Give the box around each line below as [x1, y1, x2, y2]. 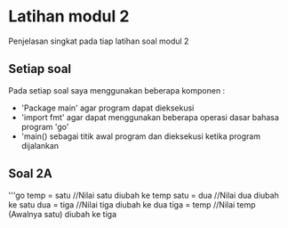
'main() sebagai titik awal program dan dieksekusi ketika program [20, 131, 261, 142]
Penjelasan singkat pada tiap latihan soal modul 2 [8, 36, 189, 46]
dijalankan [20, 140, 60, 151]
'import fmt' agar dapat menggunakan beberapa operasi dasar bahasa [20, 111, 279, 122]
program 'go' [20, 121, 69, 132]
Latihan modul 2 [8, 6, 130, 27]
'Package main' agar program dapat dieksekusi [20, 102, 195, 113]
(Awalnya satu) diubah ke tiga [8, 208, 117, 219]
